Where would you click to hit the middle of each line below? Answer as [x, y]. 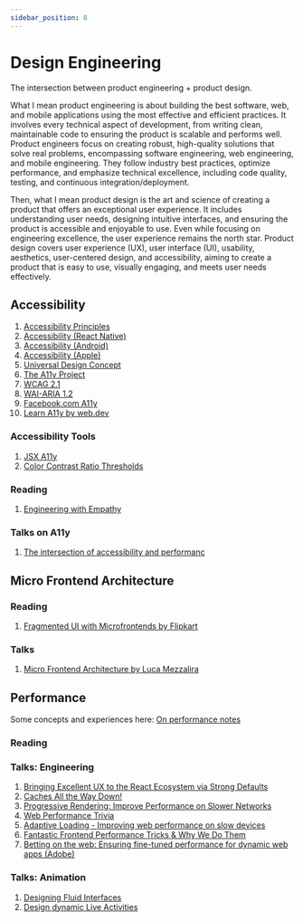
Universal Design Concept [72, 365]
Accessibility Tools [53, 437]
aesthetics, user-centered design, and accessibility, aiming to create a [141, 257]
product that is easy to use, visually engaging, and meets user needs [138, 267]
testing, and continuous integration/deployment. [100, 182]
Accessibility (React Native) [75, 337]
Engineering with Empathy [72, 508]
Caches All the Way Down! [73, 796]
